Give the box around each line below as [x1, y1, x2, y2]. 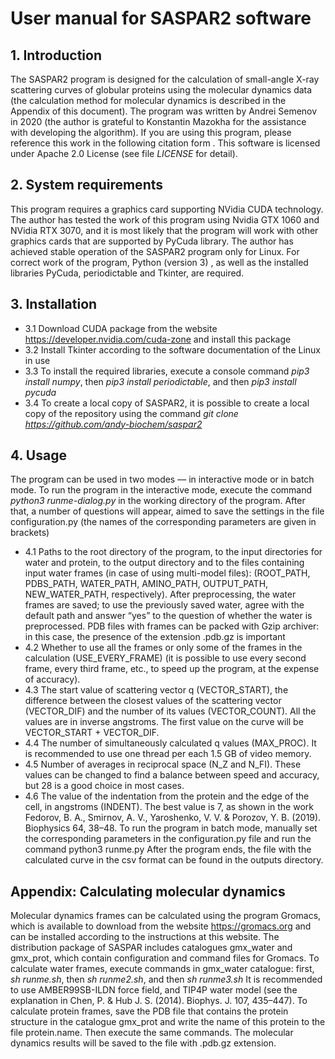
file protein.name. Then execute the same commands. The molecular [10, 1027, 294, 1039]
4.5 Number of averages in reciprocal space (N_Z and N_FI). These [24, 758, 302, 771]
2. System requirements [10, 177, 164, 194]
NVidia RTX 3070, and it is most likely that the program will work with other [10, 224, 319, 236]
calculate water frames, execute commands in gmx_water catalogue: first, [10, 963, 315, 975]
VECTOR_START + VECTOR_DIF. [24, 727, 160, 739]
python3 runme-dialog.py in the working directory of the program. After [10, 495, 306, 507]
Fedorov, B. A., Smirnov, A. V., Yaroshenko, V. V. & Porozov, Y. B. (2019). [24, 812, 322, 824]
